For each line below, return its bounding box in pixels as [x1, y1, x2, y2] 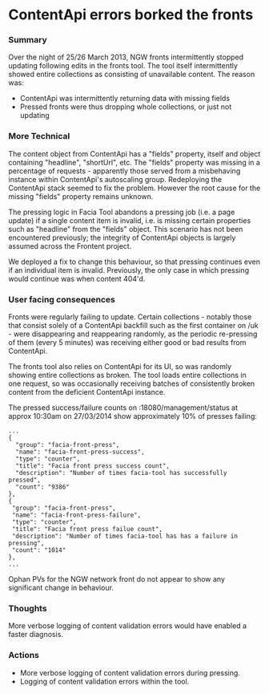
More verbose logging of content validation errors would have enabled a [8, 621, 247, 631]
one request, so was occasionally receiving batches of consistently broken [8, 379, 255, 388]
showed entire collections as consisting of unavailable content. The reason [8, 70, 255, 79]
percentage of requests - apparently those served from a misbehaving [8, 166, 241, 176]
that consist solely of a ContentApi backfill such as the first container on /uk [8, 321, 259, 331]
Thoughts [8, 603, 47, 614]
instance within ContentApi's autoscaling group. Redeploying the [8, 174, 223, 184]
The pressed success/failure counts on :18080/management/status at [8, 403, 239, 412]
